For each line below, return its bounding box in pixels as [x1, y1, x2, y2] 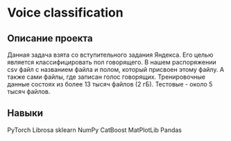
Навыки [7, 107, 44, 119]
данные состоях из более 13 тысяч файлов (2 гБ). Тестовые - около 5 [7, 80, 213, 88]
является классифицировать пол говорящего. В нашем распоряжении [7, 58, 216, 66]
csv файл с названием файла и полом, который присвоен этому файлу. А [7, 66, 224, 73]
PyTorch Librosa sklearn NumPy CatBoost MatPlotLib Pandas [7, 126, 182, 134]
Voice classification [7, 5, 123, 21]
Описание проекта [7, 32, 93, 44]
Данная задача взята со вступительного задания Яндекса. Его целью [7, 50, 214, 59]
